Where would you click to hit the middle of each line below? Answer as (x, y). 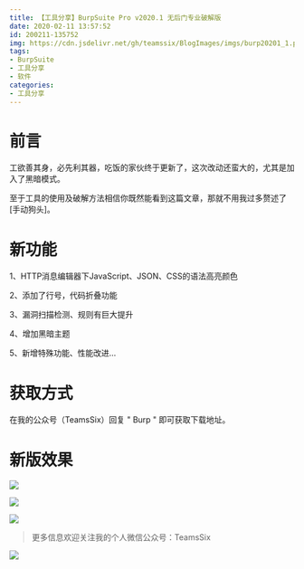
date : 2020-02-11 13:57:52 (60, 26)
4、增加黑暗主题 (40, 334)
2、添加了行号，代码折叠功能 (63, 296)
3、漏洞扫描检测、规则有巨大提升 (71, 315)
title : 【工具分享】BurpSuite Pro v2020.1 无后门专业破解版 (115, 18)
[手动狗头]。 (33, 210)
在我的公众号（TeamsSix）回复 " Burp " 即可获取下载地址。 (120, 420)
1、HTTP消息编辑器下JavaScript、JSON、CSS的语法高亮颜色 (123, 276)
